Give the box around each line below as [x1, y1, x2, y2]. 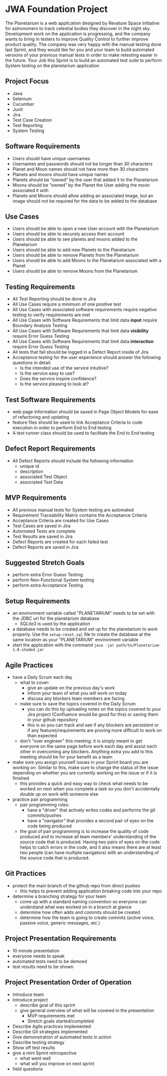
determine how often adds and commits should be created [19, 909, 141, 915]
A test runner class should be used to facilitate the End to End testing [12, 430, 155, 436]
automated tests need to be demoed [12, 958, 87, 964]
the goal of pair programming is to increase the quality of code [19, 828, 149, 834]
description [19, 468, 43, 474]
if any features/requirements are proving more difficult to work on [27, 727, 162, 733]
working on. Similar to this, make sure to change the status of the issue [12, 764, 159, 771]
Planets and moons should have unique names [12, 171, 109, 177]
